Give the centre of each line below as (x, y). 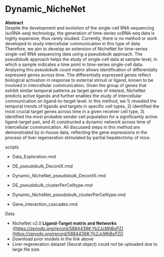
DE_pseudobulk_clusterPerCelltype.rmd (52, 185)
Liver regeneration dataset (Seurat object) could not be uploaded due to (85, 244)
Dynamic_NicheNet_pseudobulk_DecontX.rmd (59, 175)
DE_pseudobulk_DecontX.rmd (42, 166)
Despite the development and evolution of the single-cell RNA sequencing (80, 28)
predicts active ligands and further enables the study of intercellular (73, 96)
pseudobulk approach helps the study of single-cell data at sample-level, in (81, 59)
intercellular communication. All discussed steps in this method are (73, 127)
